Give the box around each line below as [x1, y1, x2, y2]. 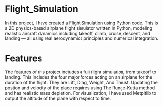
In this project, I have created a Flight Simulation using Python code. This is [5, 20, 158, 26]
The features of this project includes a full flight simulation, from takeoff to [5, 69, 157, 75]
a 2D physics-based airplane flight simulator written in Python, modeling [5, 25, 152, 31]
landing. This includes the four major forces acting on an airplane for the [5, 74, 152, 80]
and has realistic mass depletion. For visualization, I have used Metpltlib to [5, 90, 157, 96]
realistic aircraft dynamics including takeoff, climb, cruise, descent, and [5, 30, 150, 36]
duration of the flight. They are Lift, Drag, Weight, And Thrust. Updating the [5, 79, 158, 85]
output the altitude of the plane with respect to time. [5, 95, 111, 101]
